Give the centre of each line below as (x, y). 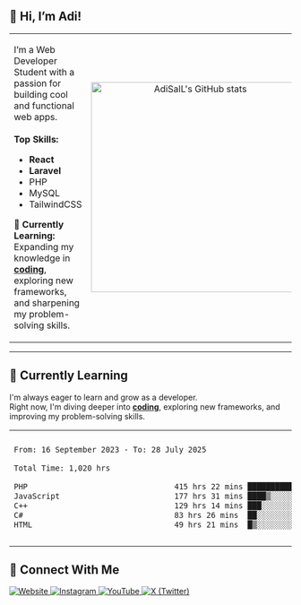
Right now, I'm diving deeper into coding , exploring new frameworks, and (145, 406)
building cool (41, 94)
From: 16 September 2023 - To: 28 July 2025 (110, 450)
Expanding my (44, 246)
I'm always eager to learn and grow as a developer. (103, 397)
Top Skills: (36, 139)
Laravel (45, 170)
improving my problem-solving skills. (77, 416)
